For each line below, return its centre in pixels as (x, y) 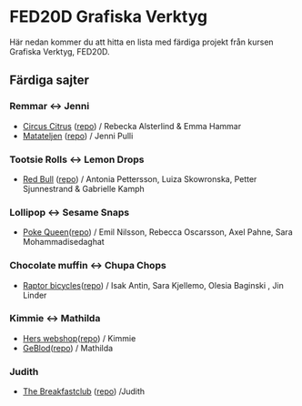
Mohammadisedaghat (63, 242)
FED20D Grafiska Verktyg (108, 17)
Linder (35, 295)
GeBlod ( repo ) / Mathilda (68, 348)
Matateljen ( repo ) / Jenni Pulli (78, 136)
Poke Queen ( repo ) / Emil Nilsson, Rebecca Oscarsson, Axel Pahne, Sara (157, 232)
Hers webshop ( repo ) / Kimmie (79, 338)
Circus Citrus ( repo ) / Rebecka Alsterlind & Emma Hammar (132, 126)
